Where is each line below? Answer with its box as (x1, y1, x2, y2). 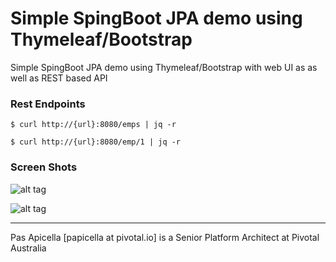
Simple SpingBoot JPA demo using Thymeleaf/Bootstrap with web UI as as (10, 61, 318, 73)
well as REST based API (10, 72, 108, 84)
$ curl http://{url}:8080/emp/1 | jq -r (10, 137, 182, 147)
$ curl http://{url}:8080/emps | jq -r (10, 120, 177, 130)
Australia (10, 242, 47, 254)
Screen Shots (10, 160, 78, 174)
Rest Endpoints (10, 97, 86, 111)
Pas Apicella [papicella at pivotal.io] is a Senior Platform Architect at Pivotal (10, 231, 320, 243)
